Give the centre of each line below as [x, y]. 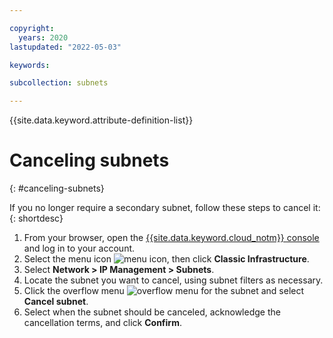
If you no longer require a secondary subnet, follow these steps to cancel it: [165, 208]
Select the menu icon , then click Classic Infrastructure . [166, 259]
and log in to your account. [79, 248]
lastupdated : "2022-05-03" [65, 47]
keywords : [30, 65]
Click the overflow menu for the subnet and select [164, 291]
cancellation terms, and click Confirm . [102, 323]
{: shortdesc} [36, 218]
